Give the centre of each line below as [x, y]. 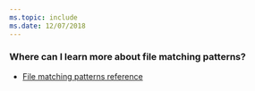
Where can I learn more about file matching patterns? [127, 57]
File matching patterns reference [82, 76]
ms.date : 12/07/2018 [48, 26]
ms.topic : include [43, 17]
